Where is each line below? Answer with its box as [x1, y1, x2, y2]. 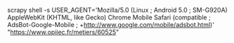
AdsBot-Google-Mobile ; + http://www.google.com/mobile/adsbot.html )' [7, 21, 214, 28]
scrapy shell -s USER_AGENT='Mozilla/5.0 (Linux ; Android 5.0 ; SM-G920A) [7, 6, 228, 14]
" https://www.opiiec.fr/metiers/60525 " [7, 28, 119, 36]
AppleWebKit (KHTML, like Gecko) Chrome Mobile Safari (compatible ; [7, 13, 211, 21]
